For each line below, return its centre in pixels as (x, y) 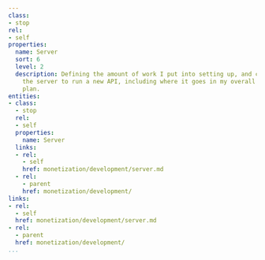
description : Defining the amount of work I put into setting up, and (134, 74)
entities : (24, 96)
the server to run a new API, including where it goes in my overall (139, 81)
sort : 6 (28, 60)
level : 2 (30, 67)
